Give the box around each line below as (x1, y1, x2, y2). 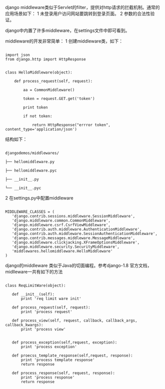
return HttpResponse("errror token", (31, 122, 111, 127)
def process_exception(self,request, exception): (11, 340, 117, 345)
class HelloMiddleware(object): (5, 70, 72, 75)
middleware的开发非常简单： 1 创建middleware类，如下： (5, 38, 123, 44)
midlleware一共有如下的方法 (5, 269, 63, 274)
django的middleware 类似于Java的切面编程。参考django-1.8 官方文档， (5, 262, 152, 268)
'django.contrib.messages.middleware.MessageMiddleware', (11, 235, 135, 240)
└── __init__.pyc (5, 185, 41, 190)
